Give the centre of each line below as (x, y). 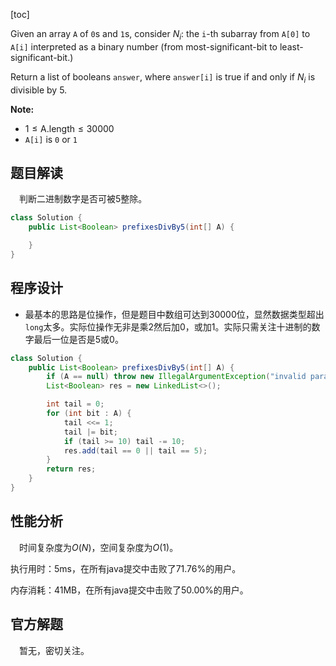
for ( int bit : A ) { (89, 414)
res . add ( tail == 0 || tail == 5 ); (135, 450)
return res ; (71, 469)
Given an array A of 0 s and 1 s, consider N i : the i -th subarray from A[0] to (160, 35)
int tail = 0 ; (75, 404)
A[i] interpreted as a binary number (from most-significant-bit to (144, 46)
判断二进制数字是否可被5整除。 (83, 199)
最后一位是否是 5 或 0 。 (78, 339)
